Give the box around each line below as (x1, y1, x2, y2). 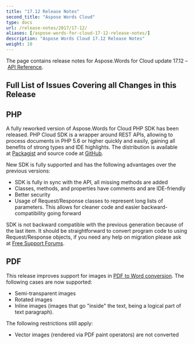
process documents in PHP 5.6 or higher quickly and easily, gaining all (6, 137, 175, 145)
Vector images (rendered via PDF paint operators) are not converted (14, 331, 179, 338)
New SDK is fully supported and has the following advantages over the (6, 161, 176, 168)
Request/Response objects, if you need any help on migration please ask (6, 233, 182, 240)
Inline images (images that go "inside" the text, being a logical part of (14, 302, 182, 309)
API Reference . (7, 63, 44, 70)
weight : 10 (6, 42, 33, 47)
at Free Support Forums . (6, 240, 65, 247)
